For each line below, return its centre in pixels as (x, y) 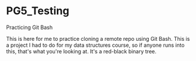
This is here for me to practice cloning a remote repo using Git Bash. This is (98, 38)
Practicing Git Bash (30, 27)
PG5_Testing (38, 11)
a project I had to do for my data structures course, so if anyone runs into (95, 45)
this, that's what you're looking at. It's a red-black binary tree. (81, 51)
